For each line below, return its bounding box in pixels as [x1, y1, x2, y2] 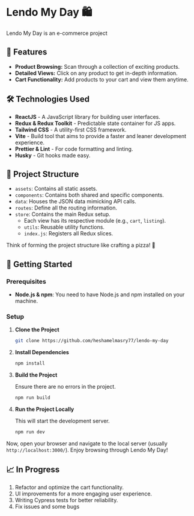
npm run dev [14, 428, 45, 435]
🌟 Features [6, 47, 47, 57]
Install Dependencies [14, 349, 69, 356]
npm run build [14, 395, 50, 401]
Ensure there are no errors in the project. [14, 383, 116, 390]
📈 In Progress [6, 465, 60, 475]
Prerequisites [6, 277, 46, 285]
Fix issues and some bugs [14, 503, 80, 510]
